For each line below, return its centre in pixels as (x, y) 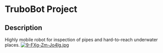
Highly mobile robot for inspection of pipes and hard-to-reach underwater (81, 39)
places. (12, 45)
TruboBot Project (41, 9)
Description (23, 28)
